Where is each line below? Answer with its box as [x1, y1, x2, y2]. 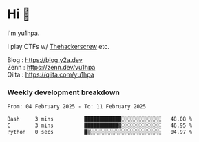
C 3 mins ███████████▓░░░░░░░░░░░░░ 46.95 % [7, 122, 193, 129]
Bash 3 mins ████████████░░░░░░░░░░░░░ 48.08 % [7, 116, 193, 123]
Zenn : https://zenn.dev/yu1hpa [7, 63, 96, 71]
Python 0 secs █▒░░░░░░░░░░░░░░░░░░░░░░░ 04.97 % [7, 128, 193, 135]
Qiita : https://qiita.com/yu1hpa [7, 70, 94, 79]
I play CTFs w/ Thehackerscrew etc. [7, 42, 110, 50]
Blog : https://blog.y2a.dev [7, 55, 83, 64]
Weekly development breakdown [7, 88, 121, 97]
